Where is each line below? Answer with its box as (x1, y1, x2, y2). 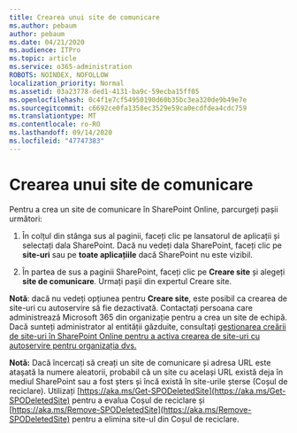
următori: (9, 213, 42, 224)
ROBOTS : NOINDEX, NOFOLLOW (9, 71, 109, 80)
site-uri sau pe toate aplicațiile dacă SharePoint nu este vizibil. (21, 249, 254, 259)
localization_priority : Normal (9, 79, 125, 88)
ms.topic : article (9, 54, 77, 63)
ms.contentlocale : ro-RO (9, 120, 101, 129)
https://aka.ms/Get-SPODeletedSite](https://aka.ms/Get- (79, 385, 286, 396)
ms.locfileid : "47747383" (9, 136, 104, 145)
